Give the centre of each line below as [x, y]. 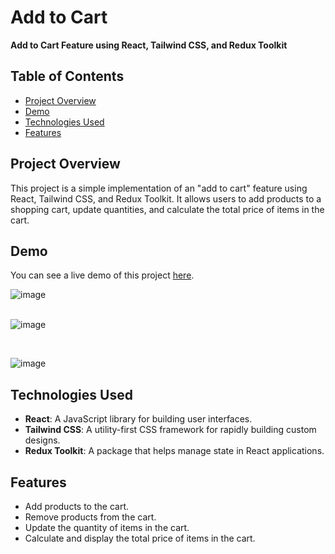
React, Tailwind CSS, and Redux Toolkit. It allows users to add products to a [166, 198]
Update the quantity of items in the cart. [107, 527]
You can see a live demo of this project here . [102, 275]
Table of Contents [67, 76]
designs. [42, 440]
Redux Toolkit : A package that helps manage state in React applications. [174, 451]
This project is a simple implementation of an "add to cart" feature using [159, 188]
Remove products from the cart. [90, 517]
